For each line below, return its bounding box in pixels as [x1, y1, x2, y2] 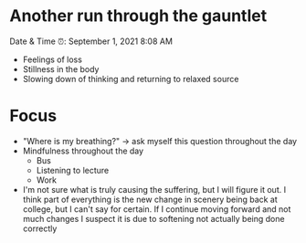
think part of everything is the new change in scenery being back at [22, 194, 279, 205]
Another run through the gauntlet [9, 5, 268, 26]
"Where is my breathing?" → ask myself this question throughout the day [22, 135, 298, 146]
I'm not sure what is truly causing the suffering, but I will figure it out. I [22, 184, 286, 195]
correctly [22, 223, 58, 234]
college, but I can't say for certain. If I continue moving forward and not [22, 203, 291, 215]
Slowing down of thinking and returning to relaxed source [22, 73, 239, 84]
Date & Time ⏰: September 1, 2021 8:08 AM [9, 36, 174, 47]
